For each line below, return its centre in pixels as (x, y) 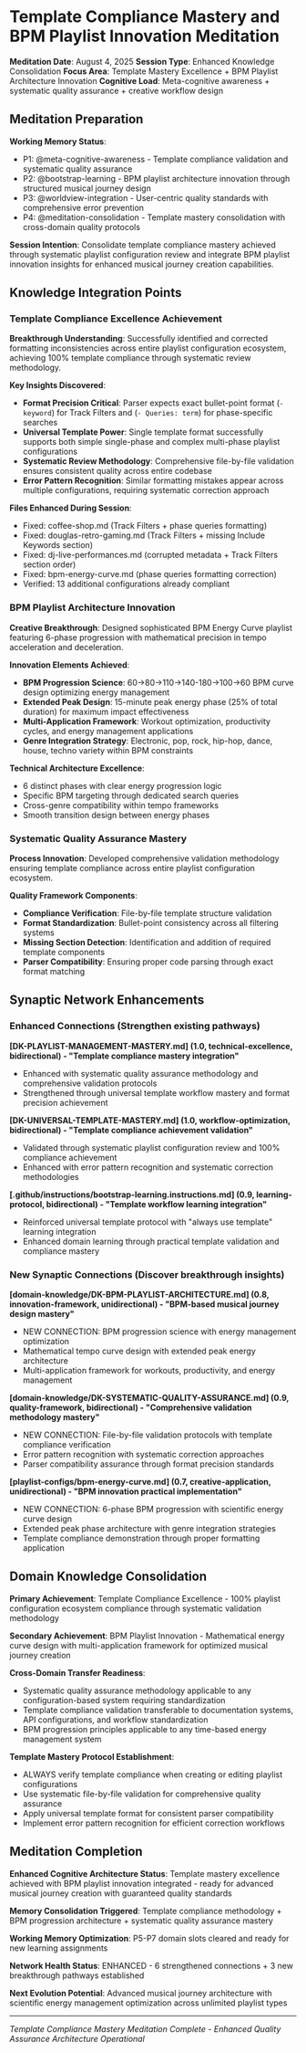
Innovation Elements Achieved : (70, 665)
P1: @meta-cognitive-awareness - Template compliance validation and (155, 159)
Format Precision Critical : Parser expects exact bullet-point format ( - (153, 403)
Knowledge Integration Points (96, 293)
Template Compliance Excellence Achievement (116, 319)
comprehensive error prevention (83, 207)
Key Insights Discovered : (58, 385)
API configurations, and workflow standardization (115, 1720)
